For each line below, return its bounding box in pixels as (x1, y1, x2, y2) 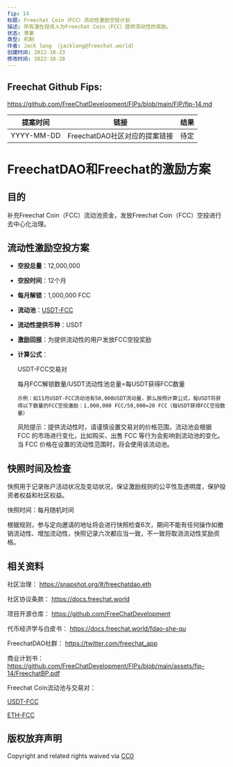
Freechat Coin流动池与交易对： (7, 684, 96, 692)
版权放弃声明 (7, 733, 62, 745)
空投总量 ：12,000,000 (17, 261, 81, 270)
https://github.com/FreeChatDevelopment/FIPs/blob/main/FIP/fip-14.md (7, 99, 213, 108)
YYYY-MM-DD (10, 130, 61, 140)
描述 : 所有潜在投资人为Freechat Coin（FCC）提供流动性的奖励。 (7, 23, 172, 30)
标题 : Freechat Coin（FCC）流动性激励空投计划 (7, 17, 130, 24)
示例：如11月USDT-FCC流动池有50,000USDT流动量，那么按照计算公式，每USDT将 (17, 395, 216, 402)
